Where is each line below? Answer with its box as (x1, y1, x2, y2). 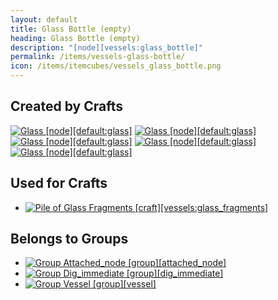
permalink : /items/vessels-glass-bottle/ (10, 52, 186, 62)
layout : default (10, 14, 78, 25)
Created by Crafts (10, 98, 123, 115)
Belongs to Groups (10, 231, 129, 248)
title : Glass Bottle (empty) (10, 24, 132, 34)
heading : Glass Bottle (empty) (10, 33, 141, 43)
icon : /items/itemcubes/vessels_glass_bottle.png (10, 61, 222, 71)
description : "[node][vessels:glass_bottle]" (10, 42, 203, 53)
